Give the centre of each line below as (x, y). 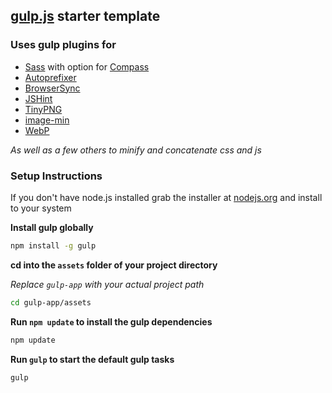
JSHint (38, 98)
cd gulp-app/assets (51, 302)
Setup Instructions (56, 176)
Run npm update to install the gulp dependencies (111, 321)
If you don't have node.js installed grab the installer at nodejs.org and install (166, 197)
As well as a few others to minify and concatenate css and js (136, 150)
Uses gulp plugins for (63, 45)
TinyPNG (43, 109)
